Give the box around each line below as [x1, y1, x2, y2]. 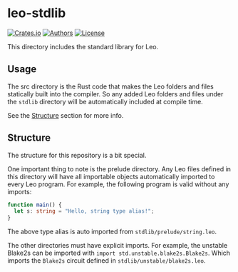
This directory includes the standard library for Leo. [7, 42, 159, 51]
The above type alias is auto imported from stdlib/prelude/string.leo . [7, 227, 217, 236]
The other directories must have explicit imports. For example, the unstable [7, 241, 228, 250]
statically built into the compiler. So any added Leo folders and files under [7, 89, 224, 98]
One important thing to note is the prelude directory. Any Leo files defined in [7, 164, 232, 173]
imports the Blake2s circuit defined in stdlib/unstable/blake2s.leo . [7, 256, 206, 265]
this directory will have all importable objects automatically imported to [7, 172, 215, 181]
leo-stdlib [7, 5, 66, 21]
